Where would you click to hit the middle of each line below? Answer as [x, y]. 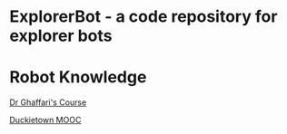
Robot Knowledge [78, 77]
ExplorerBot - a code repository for [143, 17]
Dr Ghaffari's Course [48, 102]
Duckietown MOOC [45, 120]
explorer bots [61, 36]
